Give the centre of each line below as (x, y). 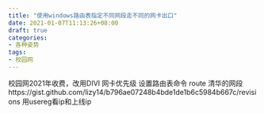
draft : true (28, 30)
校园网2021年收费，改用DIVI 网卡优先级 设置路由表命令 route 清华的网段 (126, 83)
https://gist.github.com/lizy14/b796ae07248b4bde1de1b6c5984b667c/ (124, 92)
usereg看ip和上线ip (60, 101)
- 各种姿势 (24, 45)
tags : (17, 52)
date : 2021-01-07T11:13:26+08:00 (63, 23)
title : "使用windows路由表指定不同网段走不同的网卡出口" (93, 15)
